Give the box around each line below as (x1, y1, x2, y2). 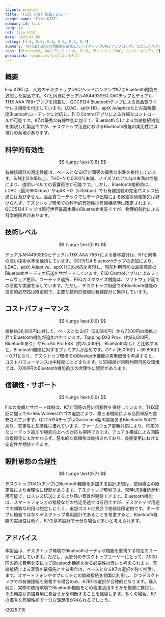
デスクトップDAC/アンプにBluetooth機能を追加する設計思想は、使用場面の (5, 481, 156, 487)
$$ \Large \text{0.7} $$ (58, 471, 107, 476)
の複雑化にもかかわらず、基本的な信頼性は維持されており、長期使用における (5, 435, 160, 441)
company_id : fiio (5, 21, 41, 26)
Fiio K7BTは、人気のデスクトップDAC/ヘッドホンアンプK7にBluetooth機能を (5, 87, 158, 93)
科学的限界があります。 (5, 213, 53, 218)
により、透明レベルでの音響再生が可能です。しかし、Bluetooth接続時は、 (5, 181, 153, 187)
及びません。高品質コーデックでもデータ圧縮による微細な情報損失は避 (18, 194, 160, 200)
